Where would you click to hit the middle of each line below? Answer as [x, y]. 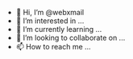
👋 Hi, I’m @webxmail [50, 12]
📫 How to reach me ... [53, 47]
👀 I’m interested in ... [50, 21]
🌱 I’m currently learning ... [59, 29]
